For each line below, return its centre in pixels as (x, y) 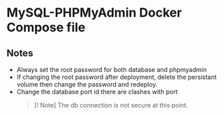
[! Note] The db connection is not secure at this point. (111, 105)
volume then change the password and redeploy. (87, 84)
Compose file (46, 27)
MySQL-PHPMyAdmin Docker (94, 13)
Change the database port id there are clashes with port (97, 92)
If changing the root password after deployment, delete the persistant (117, 77)
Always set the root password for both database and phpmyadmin (112, 70)
